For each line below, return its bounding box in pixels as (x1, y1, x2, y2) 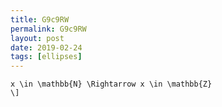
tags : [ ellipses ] (10, 52, 83, 62)
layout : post (10, 33, 65, 43)
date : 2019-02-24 (10, 42, 83, 53)
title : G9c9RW (10, 14, 70, 25)
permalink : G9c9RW (10, 24, 87, 34)
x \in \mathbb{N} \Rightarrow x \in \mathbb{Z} (10, 79, 213, 90)
